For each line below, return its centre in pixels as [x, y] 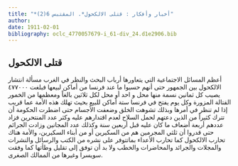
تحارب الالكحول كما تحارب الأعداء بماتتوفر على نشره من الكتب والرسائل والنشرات [117, 140]
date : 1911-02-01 [34, 27]
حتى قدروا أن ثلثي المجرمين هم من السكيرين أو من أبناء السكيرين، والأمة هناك [111, 133]
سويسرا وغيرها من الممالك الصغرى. [56, 155]
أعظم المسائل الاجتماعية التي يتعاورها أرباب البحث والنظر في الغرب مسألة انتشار [115, 79]
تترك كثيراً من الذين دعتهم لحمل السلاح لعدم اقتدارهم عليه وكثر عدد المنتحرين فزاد [117, 117]
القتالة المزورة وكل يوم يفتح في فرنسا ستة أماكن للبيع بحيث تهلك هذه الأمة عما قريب [120, 102]
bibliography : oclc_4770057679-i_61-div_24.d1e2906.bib [92, 34]
